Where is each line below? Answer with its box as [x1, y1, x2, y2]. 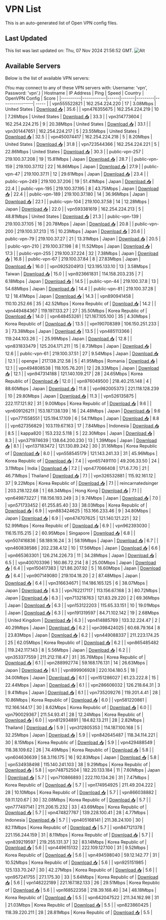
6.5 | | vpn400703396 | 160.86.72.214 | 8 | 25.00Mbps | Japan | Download [5, 559, 157, 565]
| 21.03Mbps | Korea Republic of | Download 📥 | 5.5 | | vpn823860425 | [5, 902, 152, 908]
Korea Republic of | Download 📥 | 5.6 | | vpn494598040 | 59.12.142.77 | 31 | [5, 852, 160, 858]
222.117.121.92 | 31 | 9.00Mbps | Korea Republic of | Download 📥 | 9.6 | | [5, 400, 152, 406]
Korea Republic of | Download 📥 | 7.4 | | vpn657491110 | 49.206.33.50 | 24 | [5, 458, 160, 463]
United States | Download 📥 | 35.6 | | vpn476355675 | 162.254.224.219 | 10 [5, 106, 159, 112]
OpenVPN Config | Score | [5, 95, 58, 101]
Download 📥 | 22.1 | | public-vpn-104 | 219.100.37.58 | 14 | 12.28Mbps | [5, 198, 150, 204]
